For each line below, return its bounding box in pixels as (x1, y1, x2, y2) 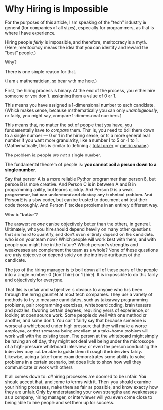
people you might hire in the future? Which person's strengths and (5, 241, 138, 247)
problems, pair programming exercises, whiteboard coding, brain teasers (5, 302, 151, 308)
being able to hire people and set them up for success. (5, 399, 115, 405)
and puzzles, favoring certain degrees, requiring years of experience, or (5, 307, 150, 313)
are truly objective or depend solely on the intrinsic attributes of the (5, 252, 140, 258)
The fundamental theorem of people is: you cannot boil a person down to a (5, 161, 157, 167)
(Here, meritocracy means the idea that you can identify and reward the (5, 44, 149, 50)
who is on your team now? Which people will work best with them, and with (5, 236, 156, 242)
